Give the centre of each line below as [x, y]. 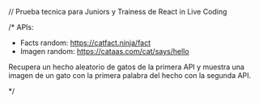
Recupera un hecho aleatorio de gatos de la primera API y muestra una [127, 67]
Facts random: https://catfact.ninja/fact [85, 43]
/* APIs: [21, 27]
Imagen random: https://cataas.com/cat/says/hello [104, 51]
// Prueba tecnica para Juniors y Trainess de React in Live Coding [118, 12]
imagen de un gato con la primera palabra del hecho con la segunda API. [130, 75]
